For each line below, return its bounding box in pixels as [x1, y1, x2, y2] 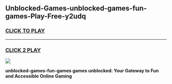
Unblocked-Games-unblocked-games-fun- [5, 4, 147, 13]
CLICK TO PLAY [5, 27, 45, 35]
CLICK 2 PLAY [5, 46, 41, 53]
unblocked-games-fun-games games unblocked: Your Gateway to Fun [5, 67, 159, 73]
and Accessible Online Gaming [5, 73, 72, 79]
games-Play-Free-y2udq [5, 12, 86, 21]
